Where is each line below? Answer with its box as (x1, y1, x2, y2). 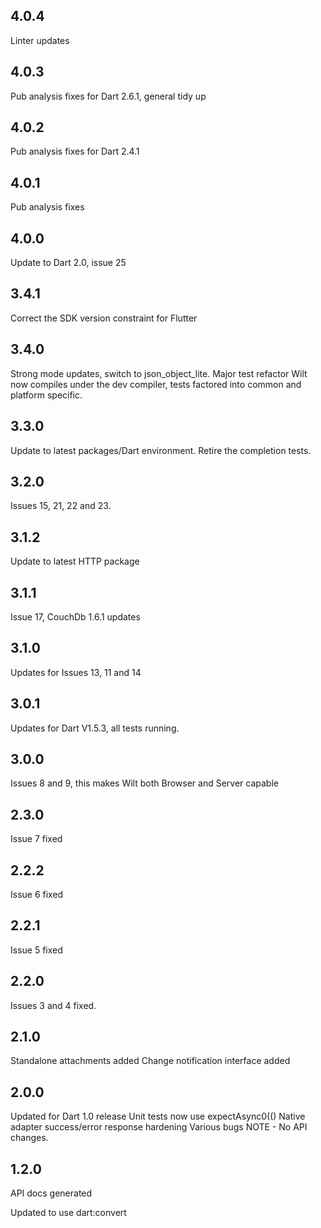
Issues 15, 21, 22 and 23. (10, 500, 112, 512)
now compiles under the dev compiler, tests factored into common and (10, 378, 302, 390)
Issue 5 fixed (10, 944, 63, 956)
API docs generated (10, 1187, 93, 1199)
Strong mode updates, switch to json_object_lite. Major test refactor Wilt (10, 367, 308, 379)
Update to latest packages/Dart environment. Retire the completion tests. (10, 444, 312, 456)
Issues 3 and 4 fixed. (10, 999, 97, 1011)
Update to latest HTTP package (10, 555, 140, 568)
